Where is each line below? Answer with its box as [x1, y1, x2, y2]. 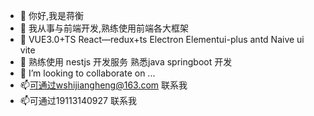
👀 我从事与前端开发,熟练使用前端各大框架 [19, 22, 189, 34]
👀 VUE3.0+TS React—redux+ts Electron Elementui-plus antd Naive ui [19, 34, 305, 45]
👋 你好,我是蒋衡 [19, 10, 84, 21]
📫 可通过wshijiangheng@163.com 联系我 [19, 79, 188, 91]
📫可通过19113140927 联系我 [19, 95, 137, 106]
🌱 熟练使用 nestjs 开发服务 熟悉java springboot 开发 [19, 56, 233, 68]
